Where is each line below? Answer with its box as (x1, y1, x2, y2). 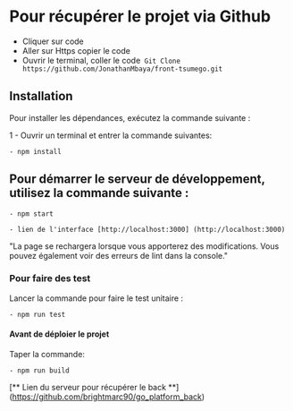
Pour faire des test (9, 272, 91, 285)
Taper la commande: (9, 349, 85, 360)
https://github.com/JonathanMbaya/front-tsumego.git (21, 64, 223, 73)
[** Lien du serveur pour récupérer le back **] (9, 382, 180, 393)
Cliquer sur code (21, 36, 85, 47)
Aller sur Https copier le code (21, 45, 131, 56)
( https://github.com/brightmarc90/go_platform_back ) (9, 391, 205, 402)
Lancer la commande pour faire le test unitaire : (9, 293, 184, 304)
